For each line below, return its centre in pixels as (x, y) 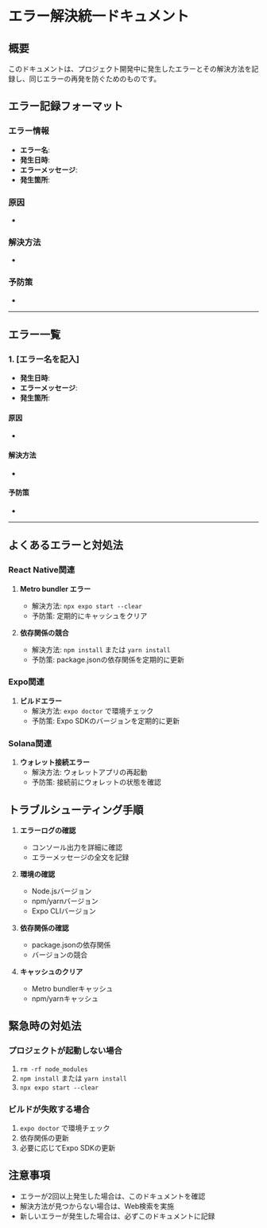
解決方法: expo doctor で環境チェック (93, 710)
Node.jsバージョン (62, 891)
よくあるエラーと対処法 (66, 545)
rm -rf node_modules (54, 1069)
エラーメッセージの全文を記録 (80, 857)
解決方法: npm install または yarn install (101, 649)
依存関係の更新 (44, 1138)
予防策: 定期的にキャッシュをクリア (89, 616)
